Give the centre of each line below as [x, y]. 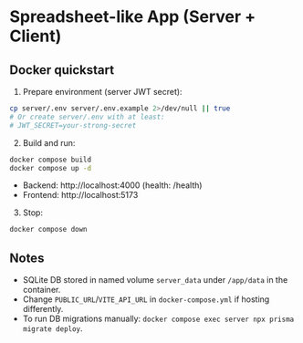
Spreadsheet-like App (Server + [133, 17]
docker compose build [51, 160]
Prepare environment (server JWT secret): [102, 92]
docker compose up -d [51, 168]
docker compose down [49, 230]
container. [42, 290]
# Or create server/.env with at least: [88, 117]
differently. [43, 309]
